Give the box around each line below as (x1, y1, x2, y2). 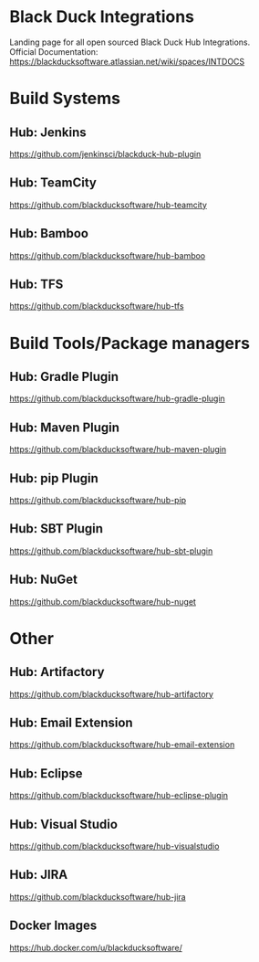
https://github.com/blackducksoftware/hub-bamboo (9, 249, 206, 261)
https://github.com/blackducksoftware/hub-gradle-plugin (9, 393, 225, 404)
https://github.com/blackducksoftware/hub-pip (9, 495, 187, 505)
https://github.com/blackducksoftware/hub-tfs (9, 301, 184, 312)
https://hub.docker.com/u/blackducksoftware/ (9, 942, 182, 953)
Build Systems (9, 89, 121, 109)
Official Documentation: (9, 46, 98, 57)
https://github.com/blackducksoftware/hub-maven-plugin (9, 444, 226, 455)
